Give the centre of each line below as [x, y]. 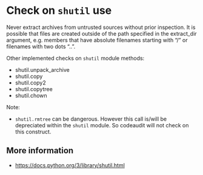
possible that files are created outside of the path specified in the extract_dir [101, 33]
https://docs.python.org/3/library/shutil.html [70, 165]
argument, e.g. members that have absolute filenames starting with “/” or [97, 40]
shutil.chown [31, 95]
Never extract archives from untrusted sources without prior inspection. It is [101, 27]
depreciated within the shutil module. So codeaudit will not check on [102, 125]
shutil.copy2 [31, 83]
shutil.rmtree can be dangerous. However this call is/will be [91, 119]
